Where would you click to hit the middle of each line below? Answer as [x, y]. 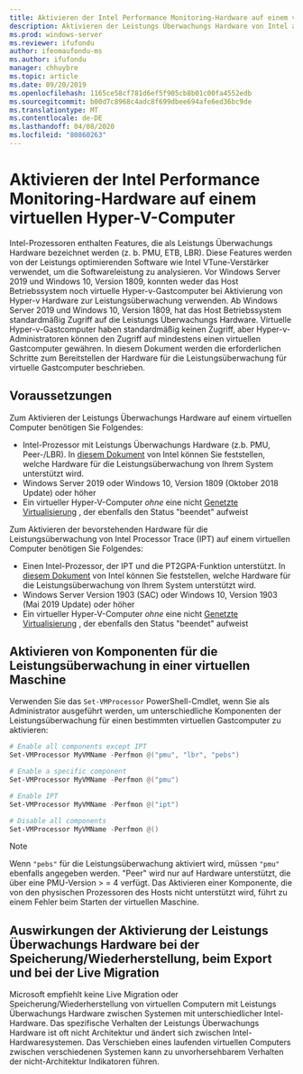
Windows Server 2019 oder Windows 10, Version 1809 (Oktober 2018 [151, 482]
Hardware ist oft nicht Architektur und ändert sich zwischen [120, 1033]
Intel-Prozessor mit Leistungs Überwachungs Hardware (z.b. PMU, [146, 445]
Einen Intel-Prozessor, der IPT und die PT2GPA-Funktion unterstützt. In [154, 565]
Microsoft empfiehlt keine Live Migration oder [94, 995]
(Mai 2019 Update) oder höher [78, 604]
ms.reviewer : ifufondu [52, 43]
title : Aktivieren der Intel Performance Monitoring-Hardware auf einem [149, 18]
